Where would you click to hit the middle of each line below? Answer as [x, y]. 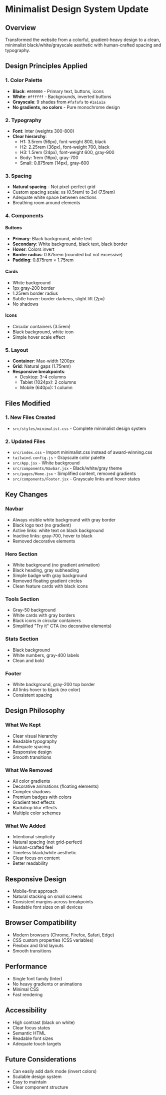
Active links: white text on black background [58, 530]
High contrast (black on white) [43, 1022]
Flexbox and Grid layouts [38, 945]
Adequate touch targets [37, 1043]
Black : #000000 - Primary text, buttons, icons [58, 91]
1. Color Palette [24, 80]
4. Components [24, 216]
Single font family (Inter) [37, 978]
